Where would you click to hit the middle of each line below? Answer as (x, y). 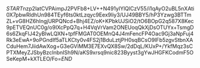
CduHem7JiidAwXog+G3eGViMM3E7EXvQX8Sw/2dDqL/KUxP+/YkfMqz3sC (99, 46)
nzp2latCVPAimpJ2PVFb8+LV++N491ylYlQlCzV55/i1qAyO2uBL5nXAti (109, 9)
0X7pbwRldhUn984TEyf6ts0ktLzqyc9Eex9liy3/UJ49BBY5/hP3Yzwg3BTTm (99, 15)
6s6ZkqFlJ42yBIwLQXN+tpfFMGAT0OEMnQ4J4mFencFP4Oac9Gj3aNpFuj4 (100, 34)
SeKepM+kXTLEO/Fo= (34, 59)
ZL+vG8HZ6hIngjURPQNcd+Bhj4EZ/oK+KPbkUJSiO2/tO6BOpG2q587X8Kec (100, 21)
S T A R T (15, 9)
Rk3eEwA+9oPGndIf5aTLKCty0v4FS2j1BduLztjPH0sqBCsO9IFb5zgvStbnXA (100, 40)
